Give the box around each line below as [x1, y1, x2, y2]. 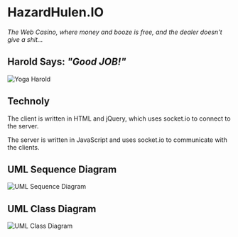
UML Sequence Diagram [7, 163, 117, 175]
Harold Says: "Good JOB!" [7, 56, 126, 68]
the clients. [7, 143, 40, 151]
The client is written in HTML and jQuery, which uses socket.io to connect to [7, 114, 231, 123]
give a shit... [7, 35, 43, 43]
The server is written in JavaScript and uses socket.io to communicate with [7, 136, 227, 144]
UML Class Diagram [7, 203, 97, 215]
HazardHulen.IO [7, 4, 104, 21]
